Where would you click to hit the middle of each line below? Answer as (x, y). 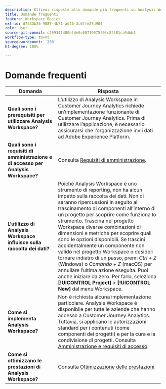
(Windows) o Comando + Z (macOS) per (105, 264)
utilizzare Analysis (30, 121)
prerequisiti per (26, 115)
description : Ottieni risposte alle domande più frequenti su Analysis (80, 10)
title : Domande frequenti (32, 14)
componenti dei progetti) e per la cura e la (107, 334)
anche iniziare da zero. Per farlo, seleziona (107, 276)
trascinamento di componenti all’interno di (107, 208)
